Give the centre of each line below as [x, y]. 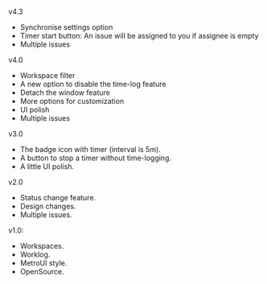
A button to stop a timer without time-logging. [95, 158]
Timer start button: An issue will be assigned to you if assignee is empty [139, 36]
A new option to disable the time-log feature [93, 84]
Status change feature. [58, 198]
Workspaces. [42, 246]
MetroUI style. [43, 263]
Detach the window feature [65, 93]
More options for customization [72, 101]
